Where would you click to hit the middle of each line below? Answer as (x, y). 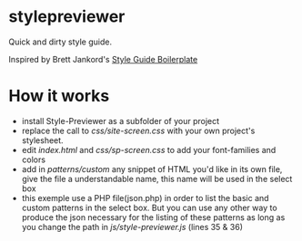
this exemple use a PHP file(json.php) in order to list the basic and (145, 198)
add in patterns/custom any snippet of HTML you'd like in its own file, (152, 169)
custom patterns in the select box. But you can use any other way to (150, 207)
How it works (59, 96)
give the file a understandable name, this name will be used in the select (157, 178)
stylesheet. (43, 140)
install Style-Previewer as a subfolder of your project (121, 120)
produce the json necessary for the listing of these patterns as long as (153, 217)
